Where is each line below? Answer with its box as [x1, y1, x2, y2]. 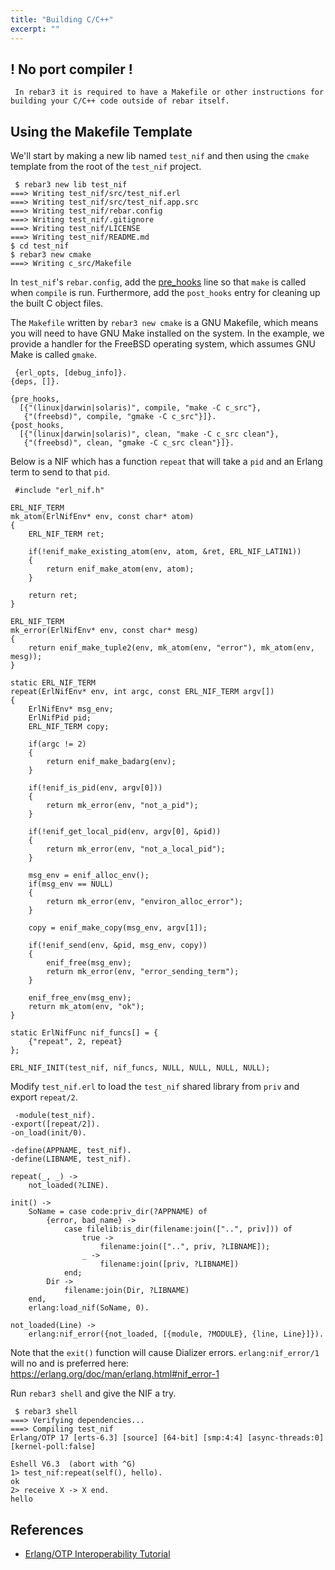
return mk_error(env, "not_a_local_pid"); [46, 844, 226, 855]
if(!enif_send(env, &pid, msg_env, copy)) [28, 941, 208, 951]
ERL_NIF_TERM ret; [28, 529, 105, 540]
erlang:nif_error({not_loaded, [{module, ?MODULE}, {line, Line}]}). [28, 1329, 325, 1340]
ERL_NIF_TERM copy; [28, 722, 110, 732]
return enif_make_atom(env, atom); [46, 564, 195, 575]
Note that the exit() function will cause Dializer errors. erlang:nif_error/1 [10, 1347, 320, 1359]
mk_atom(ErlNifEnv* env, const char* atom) [10, 512, 195, 522]
